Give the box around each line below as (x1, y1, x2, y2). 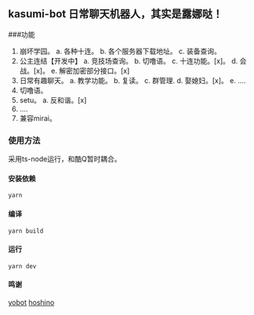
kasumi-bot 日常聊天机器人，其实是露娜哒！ (8, 7, 223, 21)
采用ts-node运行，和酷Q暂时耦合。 (8, 154, 122, 164)
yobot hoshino (8, 297, 55, 307)
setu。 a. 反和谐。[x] (19, 95, 87, 104)
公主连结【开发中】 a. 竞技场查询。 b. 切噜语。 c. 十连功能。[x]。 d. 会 (19, 56, 247, 65)
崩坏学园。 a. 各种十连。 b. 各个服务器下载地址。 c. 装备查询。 (19, 46, 221, 56)
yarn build (8, 226, 44, 235)
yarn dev (8, 262, 37, 270)
